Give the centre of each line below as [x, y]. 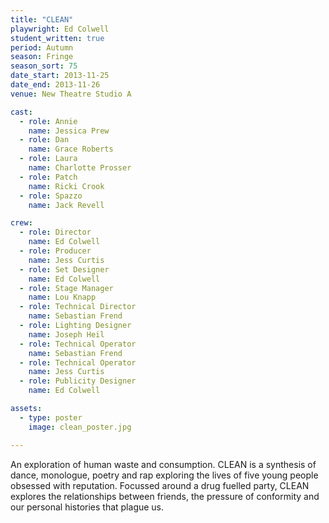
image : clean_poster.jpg [80, 427]
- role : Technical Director [78, 307]
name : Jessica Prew [69, 131]
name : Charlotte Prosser [80, 168]
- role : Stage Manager [66, 288]
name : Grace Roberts [71, 149]
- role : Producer [55, 251]
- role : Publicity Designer [78, 381]
